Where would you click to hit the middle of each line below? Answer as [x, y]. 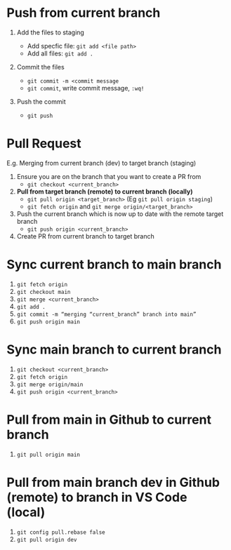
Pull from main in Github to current [109, 420]
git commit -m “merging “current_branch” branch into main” [106, 314]
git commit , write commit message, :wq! [86, 88]
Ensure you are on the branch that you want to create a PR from [109, 176]
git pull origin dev [47, 539]
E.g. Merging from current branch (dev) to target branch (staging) [101, 163]
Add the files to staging [51, 32]
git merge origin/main [50, 384]
